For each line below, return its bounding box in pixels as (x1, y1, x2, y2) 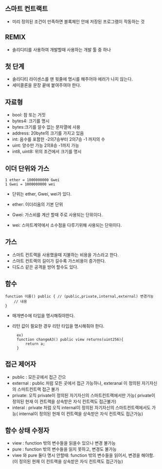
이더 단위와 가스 (5, 164, 50, 173)
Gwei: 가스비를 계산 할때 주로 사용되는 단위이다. (12, 212, 103, 218)
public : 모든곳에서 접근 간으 (12, 374, 66, 380)
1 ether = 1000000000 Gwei (5, 178, 60, 182)
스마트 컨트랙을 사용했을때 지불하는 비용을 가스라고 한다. (12, 251, 119, 258)
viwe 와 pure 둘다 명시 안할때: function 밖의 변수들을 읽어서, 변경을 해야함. (12, 452, 155, 458)
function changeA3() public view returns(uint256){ (17, 337, 124, 342)
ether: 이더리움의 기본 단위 (12, 201, 63, 207)
